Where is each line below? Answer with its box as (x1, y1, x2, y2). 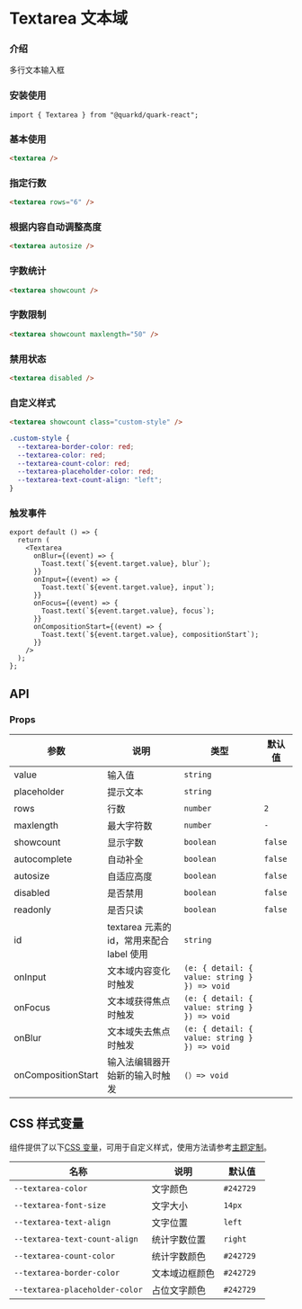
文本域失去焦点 (107, 1026, 171, 1038)
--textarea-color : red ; (17, 451, 106, 460)
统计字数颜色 (151, 1250, 207, 1262)
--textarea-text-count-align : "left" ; (17, 476, 164, 485)
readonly (13, 903, 52, 916)
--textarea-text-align (13, 1216, 111, 1227)
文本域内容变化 (107, 964, 171, 977)
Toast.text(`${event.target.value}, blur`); (41, 560, 211, 569)
